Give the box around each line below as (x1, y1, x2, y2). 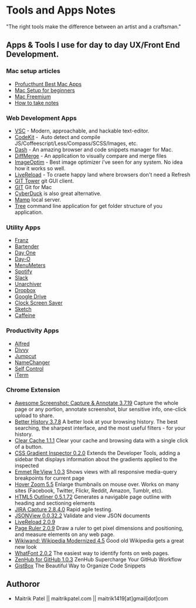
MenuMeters (14, 262, 46, 269)
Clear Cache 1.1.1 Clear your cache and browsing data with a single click (14, 437, 189, 444)
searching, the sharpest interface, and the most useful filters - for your (14, 424, 186, 431)
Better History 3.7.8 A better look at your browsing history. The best (14, 418, 178, 425)
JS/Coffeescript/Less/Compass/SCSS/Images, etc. (14, 140, 138, 147)
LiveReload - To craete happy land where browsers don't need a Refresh (14, 171, 191, 178)
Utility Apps (6, 223, 41, 232)
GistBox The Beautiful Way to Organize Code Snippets (14, 562, 146, 569)
